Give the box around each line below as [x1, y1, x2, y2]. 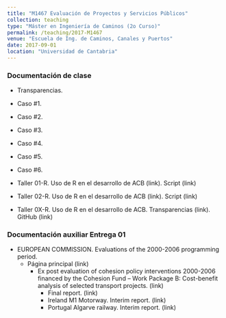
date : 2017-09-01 [7, 42, 57, 49]
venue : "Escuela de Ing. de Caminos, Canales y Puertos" [7, 36, 173, 42]
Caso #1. [16, 100, 42, 108]
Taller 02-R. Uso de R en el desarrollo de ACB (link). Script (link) [16, 192, 198, 200]
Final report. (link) [47, 289, 98, 297]
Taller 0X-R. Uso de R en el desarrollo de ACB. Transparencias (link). [16, 206, 211, 214]
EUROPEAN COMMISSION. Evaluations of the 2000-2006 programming [16, 246, 220, 254]
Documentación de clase [7, 70, 92, 80]
